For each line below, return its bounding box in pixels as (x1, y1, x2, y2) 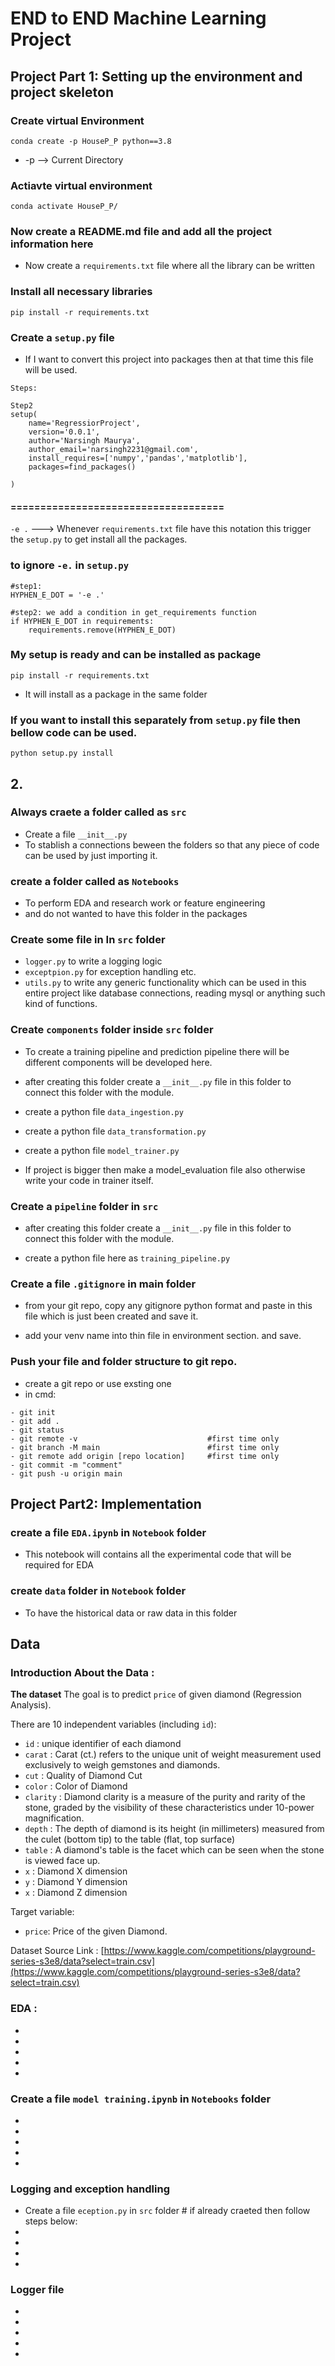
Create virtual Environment (10, 113, 145, 127)
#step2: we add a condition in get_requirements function (10, 607, 257, 617)
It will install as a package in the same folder (24, 688, 208, 700)
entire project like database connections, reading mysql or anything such (24, 987, 326, 999)
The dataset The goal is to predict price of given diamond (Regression (10, 1688, 302, 1701)
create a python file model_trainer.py (24, 1144, 180, 1156)
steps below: (24, 2215, 78, 2227)
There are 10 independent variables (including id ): (10, 1718, 217, 1731)
